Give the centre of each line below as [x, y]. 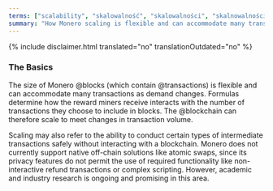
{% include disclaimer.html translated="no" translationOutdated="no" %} [131, 46]
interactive [26, 169]
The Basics [31, 67]
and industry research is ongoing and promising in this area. [109, 178]
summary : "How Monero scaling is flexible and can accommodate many [127, 23]
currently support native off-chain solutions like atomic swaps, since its [128, 152]
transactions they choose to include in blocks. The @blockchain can [123, 111]
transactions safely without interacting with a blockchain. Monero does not [133, 143]
